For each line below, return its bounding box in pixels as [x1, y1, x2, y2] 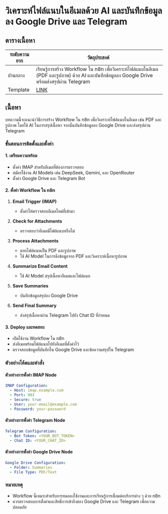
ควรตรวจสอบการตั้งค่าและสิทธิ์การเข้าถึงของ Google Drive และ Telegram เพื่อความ [12, 498, 155, 504]
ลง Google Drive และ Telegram [5, 16, 127, 27]
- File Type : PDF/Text [9, 469, 57, 474]
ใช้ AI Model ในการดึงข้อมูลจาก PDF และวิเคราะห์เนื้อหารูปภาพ [19, 253, 127, 259]
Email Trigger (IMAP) [12, 198, 57, 204]
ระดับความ [9, 51, 29, 57]
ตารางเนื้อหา [5, 36, 35, 44]
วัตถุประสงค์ [87, 54, 109, 61]
